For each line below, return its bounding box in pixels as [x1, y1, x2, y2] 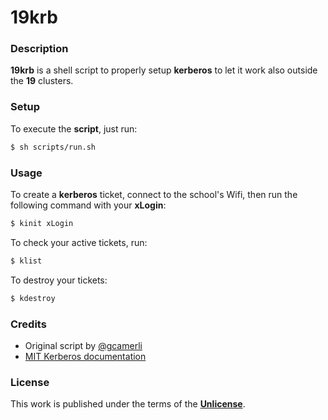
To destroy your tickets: [10, 274, 108, 286]
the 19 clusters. [10, 75, 74, 87]
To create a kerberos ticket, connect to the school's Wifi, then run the [10, 188, 298, 200]
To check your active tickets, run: [10, 236, 148, 248]
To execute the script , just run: [10, 122, 138, 135]
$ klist [10, 256, 43, 266]
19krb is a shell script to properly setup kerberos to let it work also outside [10, 64, 318, 76]
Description [10, 42, 69, 56]
